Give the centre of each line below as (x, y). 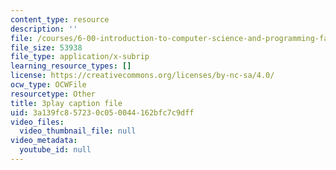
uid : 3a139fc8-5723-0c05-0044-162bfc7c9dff (102, 112)
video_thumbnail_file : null (78, 131)
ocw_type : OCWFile (48, 85)
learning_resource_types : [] (71, 66)
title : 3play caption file (66, 103)
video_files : (37, 122)
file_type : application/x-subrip (80, 57)
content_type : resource (60, 19)
